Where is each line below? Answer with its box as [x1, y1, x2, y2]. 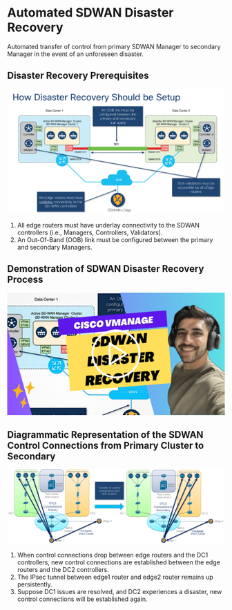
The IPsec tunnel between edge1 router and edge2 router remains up [17, 573, 214, 582]
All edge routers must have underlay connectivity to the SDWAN [17, 221, 200, 229]
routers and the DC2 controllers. [17, 566, 109, 574]
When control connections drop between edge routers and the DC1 [17, 551, 209, 560]
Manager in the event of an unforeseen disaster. [7, 50, 144, 58]
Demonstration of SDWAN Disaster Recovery [7, 263, 204, 275]
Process [7, 274, 43, 286]
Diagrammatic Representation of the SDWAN [7, 429, 204, 441]
